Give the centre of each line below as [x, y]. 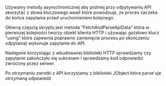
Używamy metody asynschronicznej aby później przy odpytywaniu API [78, 7]
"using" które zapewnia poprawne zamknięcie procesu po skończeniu [77, 38]
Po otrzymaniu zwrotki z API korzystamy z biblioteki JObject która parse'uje [83, 73]
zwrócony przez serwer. [30, 63]
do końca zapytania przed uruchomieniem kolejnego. [60, 18]
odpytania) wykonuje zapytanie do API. [45, 43]
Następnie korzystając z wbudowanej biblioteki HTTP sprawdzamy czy [78, 53]
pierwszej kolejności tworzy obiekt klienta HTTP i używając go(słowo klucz [82, 33]
